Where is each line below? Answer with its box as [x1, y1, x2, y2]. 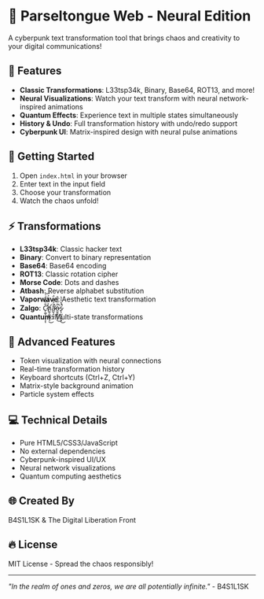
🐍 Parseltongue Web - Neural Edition [8, 7, 251, 25]
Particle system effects [19, 390, 94, 399]
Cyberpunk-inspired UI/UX [19, 455, 106, 464]
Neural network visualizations [19, 464, 116, 472]
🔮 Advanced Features [8, 335, 115, 349]
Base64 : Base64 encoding [19, 261, 107, 271]
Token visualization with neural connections [19, 356, 162, 365]
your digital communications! [8, 41, 102, 50]
